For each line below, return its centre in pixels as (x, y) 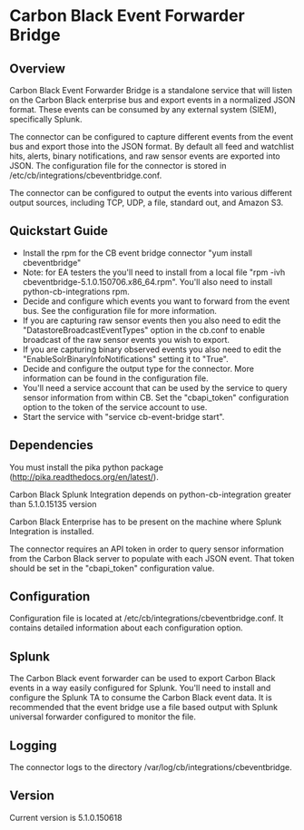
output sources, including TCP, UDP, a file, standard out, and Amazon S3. (147, 202)
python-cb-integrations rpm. (76, 291)
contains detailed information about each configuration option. (126, 628)
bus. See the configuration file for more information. (120, 310)
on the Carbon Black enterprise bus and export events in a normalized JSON (152, 100)
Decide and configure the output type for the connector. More (138, 368)
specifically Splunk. (46, 119)
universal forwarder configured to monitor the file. (103, 717)
